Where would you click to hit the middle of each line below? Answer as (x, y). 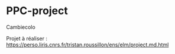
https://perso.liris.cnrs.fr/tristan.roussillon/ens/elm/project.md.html (87, 45)
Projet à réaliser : (27, 38)
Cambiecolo (21, 27)
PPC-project (37, 11)
